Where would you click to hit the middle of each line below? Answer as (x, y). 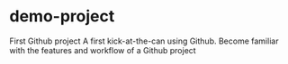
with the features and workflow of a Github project (103, 50)
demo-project (62, 16)
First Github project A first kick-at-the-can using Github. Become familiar (144, 41)
